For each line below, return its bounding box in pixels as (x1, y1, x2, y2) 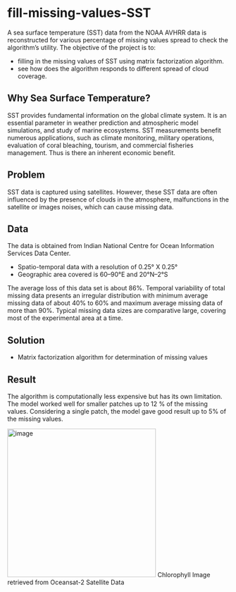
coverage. (17, 72, 47, 80)
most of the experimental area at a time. (7, 314, 123, 322)
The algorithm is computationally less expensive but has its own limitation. (7, 393, 223, 400)
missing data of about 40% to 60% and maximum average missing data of (7, 299, 223, 307)
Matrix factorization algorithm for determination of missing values (17, 353, 208, 362)
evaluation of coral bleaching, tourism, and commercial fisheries (7, 141, 194, 149)
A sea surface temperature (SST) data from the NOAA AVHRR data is (7, 28, 207, 37)
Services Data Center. (7, 249, 71, 258)
